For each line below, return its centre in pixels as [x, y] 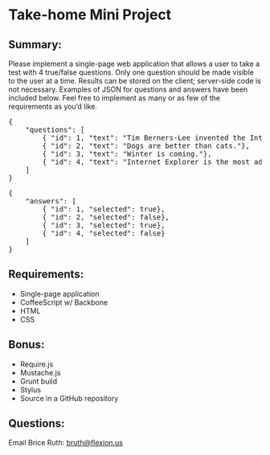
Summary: [35, 45]
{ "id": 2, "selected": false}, [106, 217]
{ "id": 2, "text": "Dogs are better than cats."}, [146, 146]
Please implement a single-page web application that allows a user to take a [134, 64]
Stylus [31, 389]
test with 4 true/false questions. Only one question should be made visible [131, 72]
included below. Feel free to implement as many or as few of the [115, 98]
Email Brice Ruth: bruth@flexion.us [65, 443]
